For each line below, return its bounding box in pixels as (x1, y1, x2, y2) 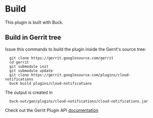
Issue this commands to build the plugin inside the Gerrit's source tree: (5, 46, 146, 52)
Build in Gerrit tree (5, 33, 61, 42)
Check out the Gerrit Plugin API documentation (5, 107, 99, 113)
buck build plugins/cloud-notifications (9, 81, 92, 86)
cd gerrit (9, 59, 29, 65)
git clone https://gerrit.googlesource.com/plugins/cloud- (9, 73, 131, 77)
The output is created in (5, 89, 53, 95)
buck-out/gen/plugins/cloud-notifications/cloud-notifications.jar (9, 99, 149, 103)
